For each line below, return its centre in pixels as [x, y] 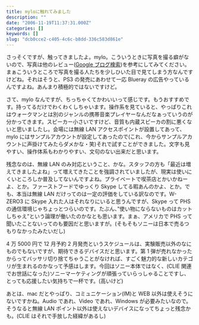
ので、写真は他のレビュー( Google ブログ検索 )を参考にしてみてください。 [100, 64]
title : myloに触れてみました [39, 12]
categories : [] [25, 28]
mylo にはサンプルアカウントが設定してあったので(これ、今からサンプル [94, 137]
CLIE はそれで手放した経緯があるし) [62, 316]
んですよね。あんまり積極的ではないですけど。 [63, 87]
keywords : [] [22, 34]
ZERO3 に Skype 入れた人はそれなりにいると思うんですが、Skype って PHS [99, 201]
